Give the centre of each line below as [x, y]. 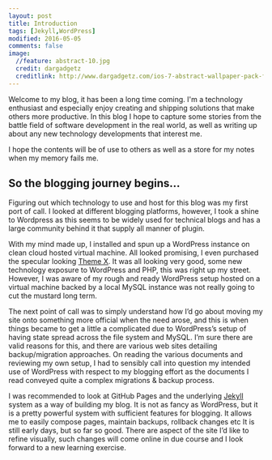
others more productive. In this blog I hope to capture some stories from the [135, 116]
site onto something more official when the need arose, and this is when [129, 320]
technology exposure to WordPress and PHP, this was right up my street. [130, 270]
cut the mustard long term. [53, 296]
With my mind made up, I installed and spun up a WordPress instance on [129, 245]
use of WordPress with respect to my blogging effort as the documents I [129, 372]
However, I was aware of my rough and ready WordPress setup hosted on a [134, 279]
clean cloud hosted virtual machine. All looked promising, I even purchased [134, 253]
